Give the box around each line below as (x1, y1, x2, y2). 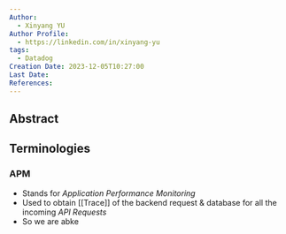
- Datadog (17, 54, 53, 63)
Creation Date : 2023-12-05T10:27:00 (9, 63, 144, 72)
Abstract (9, 111, 59, 126)
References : (9, 79, 53, 87)
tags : (9, 46, 29, 55)
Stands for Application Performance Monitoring (21, 187, 197, 199)
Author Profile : (9, 29, 69, 38)
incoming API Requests (21, 207, 107, 217)
